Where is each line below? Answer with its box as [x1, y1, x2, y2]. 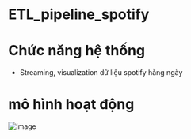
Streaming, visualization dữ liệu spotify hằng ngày [19, 68, 183, 77]
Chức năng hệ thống [8, 42, 145, 60]
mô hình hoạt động [8, 96, 135, 114]
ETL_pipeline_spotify [8, 6, 150, 24]
